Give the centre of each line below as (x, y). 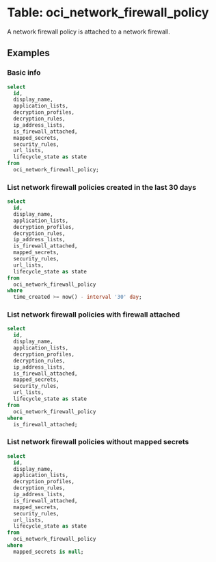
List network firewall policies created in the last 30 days (102, 187)
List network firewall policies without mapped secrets (98, 442)
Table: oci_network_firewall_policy (108, 13)
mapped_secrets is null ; (49, 552)
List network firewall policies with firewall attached (94, 315)
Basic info (24, 73)
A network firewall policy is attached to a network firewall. (89, 32)
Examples (28, 53)
